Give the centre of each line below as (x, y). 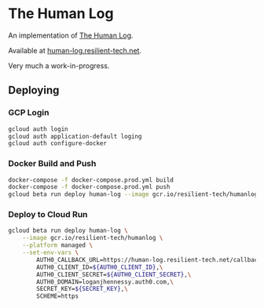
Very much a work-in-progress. (59, 65)
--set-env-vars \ (51, 253)
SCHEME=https (58, 296)
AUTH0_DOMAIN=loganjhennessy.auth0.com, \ (105, 282)
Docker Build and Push (52, 164)
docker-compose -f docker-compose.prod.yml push (89, 187)
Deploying (34, 91)
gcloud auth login (38, 129)
